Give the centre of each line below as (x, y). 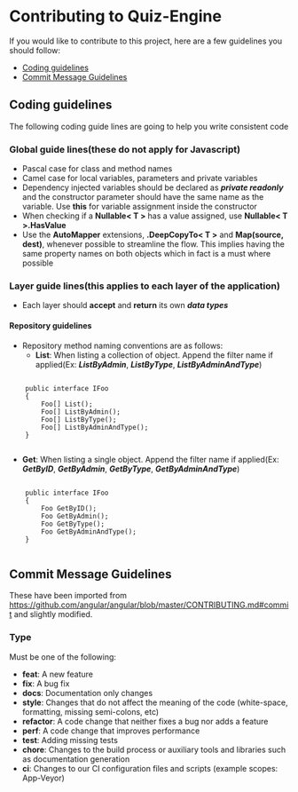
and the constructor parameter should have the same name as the (143, 197)
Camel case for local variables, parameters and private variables (140, 178)
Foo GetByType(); (73, 524)
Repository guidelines (51, 325)
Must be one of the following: (63, 657)
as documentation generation (76, 759)
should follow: (35, 50)
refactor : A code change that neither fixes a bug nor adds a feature (145, 721)
